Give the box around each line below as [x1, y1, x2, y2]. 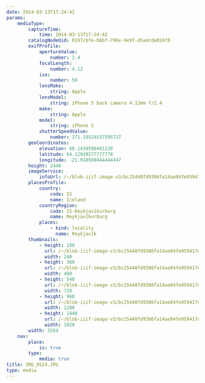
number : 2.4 [49, 54, 81, 61]
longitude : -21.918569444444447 [38, 157, 121, 163]
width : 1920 [45, 322, 75, 328]
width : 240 [45, 253, 72, 260]
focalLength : [38, 60, 72, 66]
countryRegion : [38, 203, 78, 209]
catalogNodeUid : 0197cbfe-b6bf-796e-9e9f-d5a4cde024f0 [28, 37, 171, 43]
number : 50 [49, 77, 78, 83]
